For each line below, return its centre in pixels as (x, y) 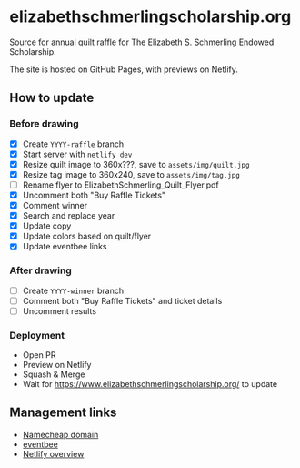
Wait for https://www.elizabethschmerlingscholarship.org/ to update (150, 384)
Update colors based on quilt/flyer (87, 236)
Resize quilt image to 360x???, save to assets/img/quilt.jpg (136, 164)
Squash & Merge (54, 374)
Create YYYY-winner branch (73, 290)
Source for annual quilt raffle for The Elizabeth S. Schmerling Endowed (142, 42)
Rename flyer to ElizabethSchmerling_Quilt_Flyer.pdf (121, 185)
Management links (63, 413)
